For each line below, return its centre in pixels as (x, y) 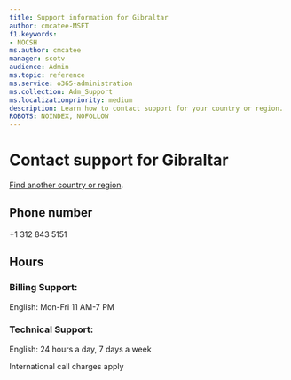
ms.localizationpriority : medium (71, 100)
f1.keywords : (33, 34)
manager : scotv (37, 59)
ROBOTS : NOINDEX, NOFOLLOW (59, 116)
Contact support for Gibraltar (119, 160)
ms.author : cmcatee (45, 51)
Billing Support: (43, 288)
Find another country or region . (67, 185)
